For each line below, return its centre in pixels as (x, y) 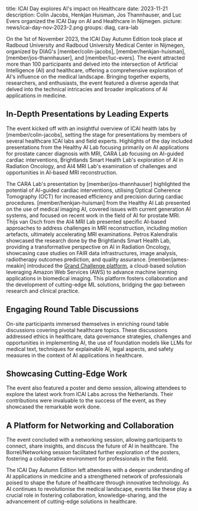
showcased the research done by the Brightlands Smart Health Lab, (89, 240)
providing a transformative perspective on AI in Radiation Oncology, (88, 247)
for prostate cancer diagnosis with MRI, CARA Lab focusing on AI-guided (95, 153)
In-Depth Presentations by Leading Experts (87, 114)
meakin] (16, 265)
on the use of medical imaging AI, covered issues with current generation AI (98, 209)
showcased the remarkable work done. (54, 407)
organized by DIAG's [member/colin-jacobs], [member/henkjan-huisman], (96, 52)
